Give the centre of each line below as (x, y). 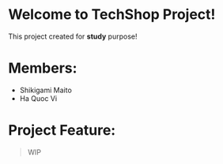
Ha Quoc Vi (38, 98)
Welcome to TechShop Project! (112, 15)
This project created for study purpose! (73, 36)
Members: (43, 68)
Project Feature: (62, 130)
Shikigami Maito (46, 90)
